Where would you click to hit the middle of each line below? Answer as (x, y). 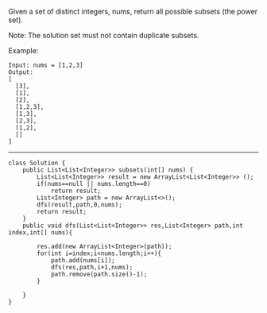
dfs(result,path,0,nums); (80, 205)
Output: (21, 72)
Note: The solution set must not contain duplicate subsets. (104, 35)
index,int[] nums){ (41, 233)
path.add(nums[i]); (83, 261)
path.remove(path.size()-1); (99, 274)
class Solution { (37, 163)
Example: (23, 50)
